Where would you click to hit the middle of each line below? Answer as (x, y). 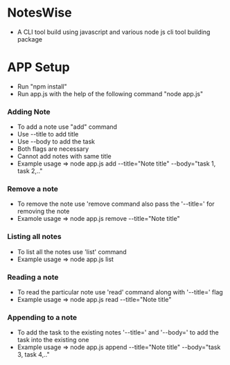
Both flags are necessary (53, 149)
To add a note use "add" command (67, 127)
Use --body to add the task (56, 142)
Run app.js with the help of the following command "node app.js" (110, 94)
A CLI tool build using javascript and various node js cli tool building (114, 32)
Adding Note (29, 112)
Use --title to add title (48, 134)
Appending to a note (42, 317)
